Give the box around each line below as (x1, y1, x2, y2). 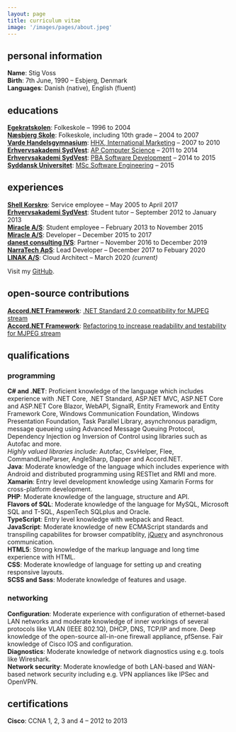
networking (7, 594, 48, 603)
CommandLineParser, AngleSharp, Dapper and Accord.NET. (7, 455, 183, 464)
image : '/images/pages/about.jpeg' (7, 23, 113, 31)
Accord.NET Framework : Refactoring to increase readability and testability (7, 321, 227, 330)
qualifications (7, 349, 69, 362)
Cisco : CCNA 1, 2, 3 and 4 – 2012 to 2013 (7, 716, 128, 725)
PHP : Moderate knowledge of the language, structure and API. (7, 493, 190, 501)
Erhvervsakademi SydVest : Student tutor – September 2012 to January (7, 207, 217, 217)
